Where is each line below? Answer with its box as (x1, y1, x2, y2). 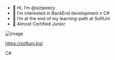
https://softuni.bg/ (5, 40, 43, 46)
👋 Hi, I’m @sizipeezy (12, 5, 56, 11)
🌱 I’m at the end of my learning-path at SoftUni (12, 16, 110, 21)
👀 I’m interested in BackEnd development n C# (12, 10, 110, 16)
